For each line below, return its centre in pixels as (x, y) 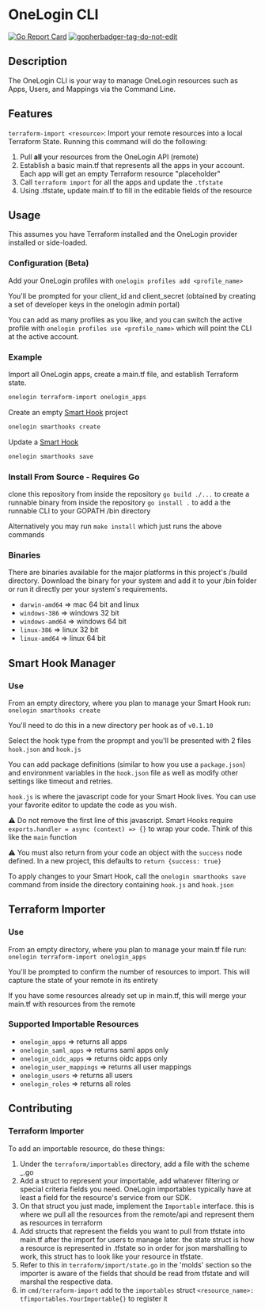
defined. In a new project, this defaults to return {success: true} (115, 860)
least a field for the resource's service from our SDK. (106, 1197)
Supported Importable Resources (74, 1024)
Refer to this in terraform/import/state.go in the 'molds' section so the (135, 1264)
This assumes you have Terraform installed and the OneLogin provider (123, 234)
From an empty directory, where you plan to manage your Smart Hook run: (130, 703)
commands (26, 534)
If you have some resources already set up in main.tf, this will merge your (127, 995)
